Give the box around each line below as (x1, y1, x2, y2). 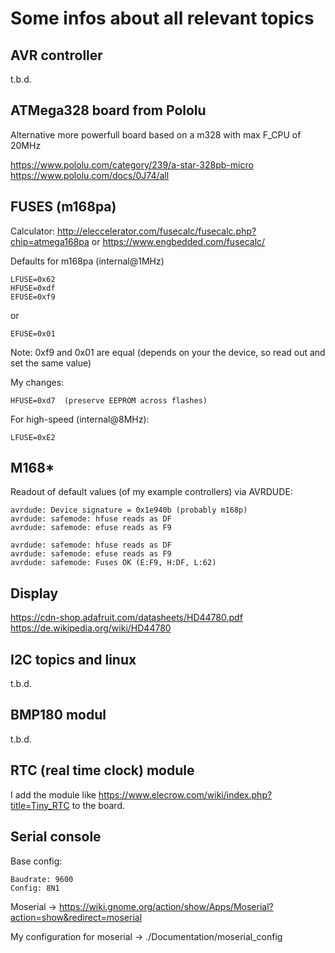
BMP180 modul (10, 707, 107, 724)
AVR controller (10, 47, 103, 64)
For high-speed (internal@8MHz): (10, 413, 150, 425)
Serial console (10, 828, 102, 846)
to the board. (71, 799, 125, 811)
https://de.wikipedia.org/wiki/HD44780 (10, 622, 172, 634)
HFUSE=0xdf (10, 283, 56, 293)
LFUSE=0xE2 (10, 432, 56, 442)
